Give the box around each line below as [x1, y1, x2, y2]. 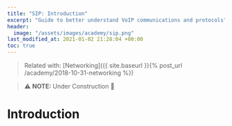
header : [7, 23, 30, 30]
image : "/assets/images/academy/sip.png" [13, 29, 135, 37]
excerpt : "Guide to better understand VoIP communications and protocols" [7, 17, 227, 24]
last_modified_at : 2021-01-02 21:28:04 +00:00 [7, 36, 144, 43]
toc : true [7, 42, 36, 49]
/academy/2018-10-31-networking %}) [23, 69, 134, 77]
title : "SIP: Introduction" [7, 10, 88, 17]
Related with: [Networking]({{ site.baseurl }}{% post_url [23, 62, 183, 69]
